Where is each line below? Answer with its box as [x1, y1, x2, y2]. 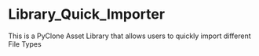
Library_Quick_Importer [8, 5, 166, 23]
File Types [8, 39, 42, 48]
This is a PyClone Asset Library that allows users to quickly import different [8, 31, 251, 40]
